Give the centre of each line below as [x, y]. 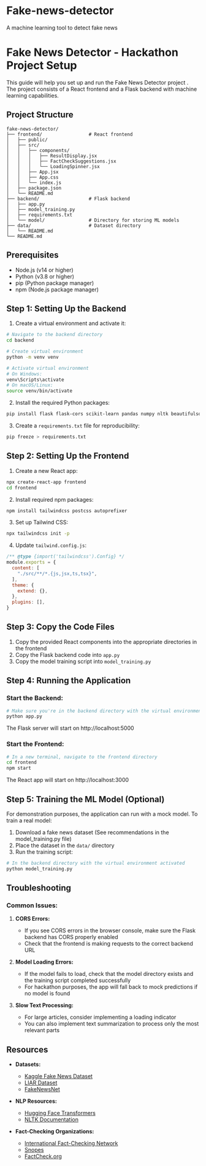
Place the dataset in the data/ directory [65, 845]
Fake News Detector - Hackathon [93, 52]
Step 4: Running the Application [69, 681]
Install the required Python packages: [63, 403]
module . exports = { [31, 562]
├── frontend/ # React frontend [70, 134]
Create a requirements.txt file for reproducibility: [77, 426]
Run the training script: [44, 852]
